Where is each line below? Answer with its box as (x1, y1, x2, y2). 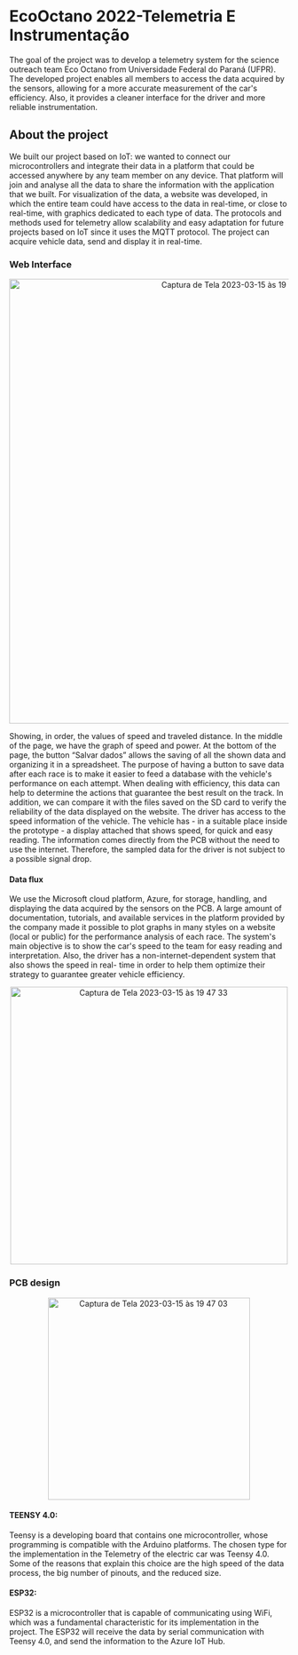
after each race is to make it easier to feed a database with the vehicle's (9, 768, 272, 779)
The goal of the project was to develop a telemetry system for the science (9, 54, 279, 65)
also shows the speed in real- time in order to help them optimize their (9, 959, 266, 970)
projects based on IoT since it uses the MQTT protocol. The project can (9, 227, 271, 237)
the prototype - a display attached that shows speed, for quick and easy (9, 825, 273, 836)
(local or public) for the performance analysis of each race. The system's (9, 931, 277, 943)
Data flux (9, 873, 44, 885)
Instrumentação (9, 25, 130, 45)
